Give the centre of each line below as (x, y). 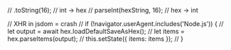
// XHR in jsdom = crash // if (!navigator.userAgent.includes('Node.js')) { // (116, 24)
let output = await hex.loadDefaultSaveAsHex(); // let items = (96, 31)
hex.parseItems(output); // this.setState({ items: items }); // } (95, 39)
